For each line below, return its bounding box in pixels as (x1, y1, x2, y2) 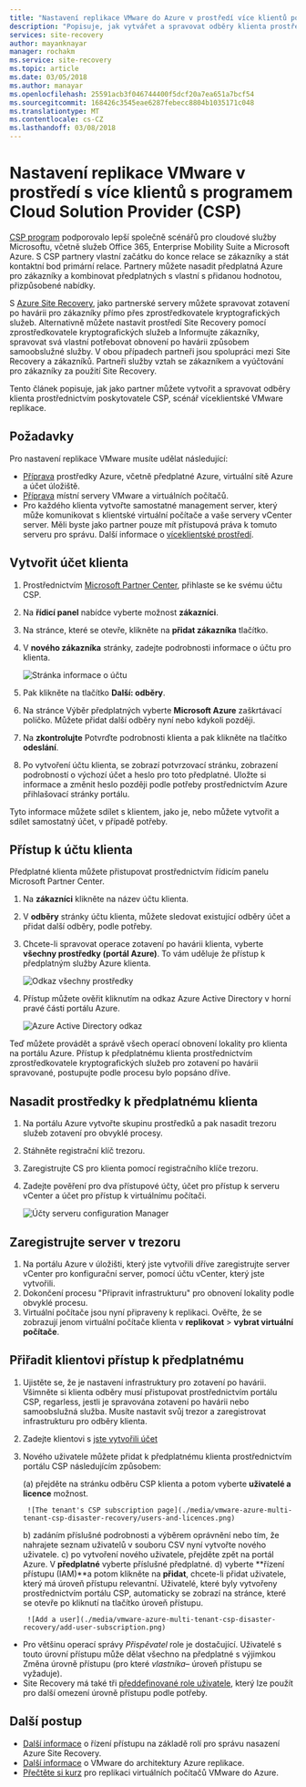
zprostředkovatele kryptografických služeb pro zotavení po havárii (9, 1058, 259, 1069)
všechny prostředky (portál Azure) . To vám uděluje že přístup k (22, 949, 266, 960)
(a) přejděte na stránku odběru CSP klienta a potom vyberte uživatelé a (22, 1478, 291, 1489)
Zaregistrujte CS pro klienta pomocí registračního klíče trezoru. (22, 1163, 259, 1174)
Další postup (9, 1714, 83, 1730)
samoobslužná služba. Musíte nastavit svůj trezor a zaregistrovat (22, 1405, 267, 1417)
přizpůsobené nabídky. (9, 280, 96, 291)
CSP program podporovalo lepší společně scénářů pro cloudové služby (9, 231, 277, 242)
